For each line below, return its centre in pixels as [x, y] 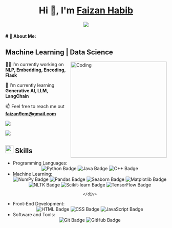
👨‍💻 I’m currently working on [35, 65]
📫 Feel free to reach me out [35, 107]
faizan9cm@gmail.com [31, 114]
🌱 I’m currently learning [30, 85]
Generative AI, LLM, [27, 91]
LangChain [17, 96]
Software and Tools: [34, 215]
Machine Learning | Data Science [59, 52]
